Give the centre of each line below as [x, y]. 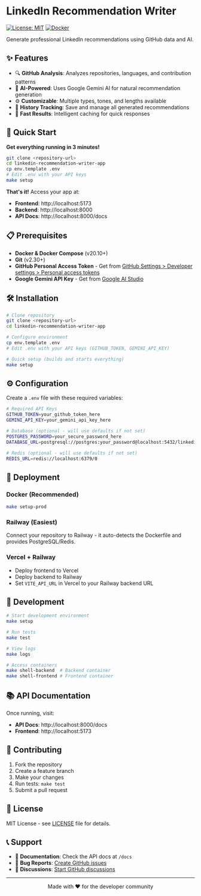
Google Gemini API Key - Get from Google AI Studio [79, 279]
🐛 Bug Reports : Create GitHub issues [61, 863]
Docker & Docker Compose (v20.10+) [61, 253]
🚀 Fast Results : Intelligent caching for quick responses [82, 114]
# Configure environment [37, 338]
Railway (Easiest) [32, 522]
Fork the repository [39, 764]
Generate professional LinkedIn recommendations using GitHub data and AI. [100, 39]
